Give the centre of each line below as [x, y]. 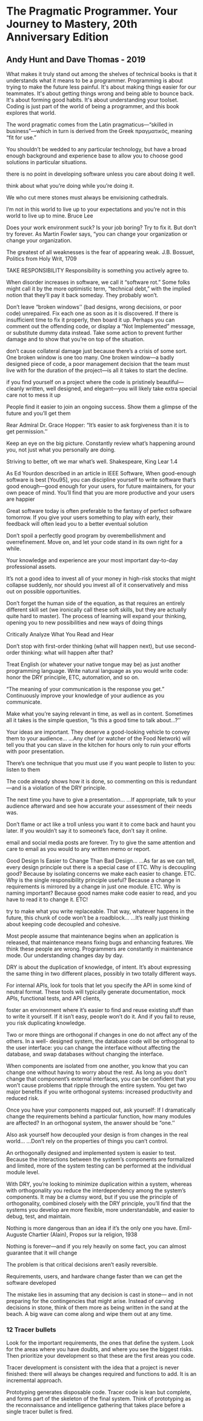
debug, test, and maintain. [39, 1216]
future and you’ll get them [38, 413]
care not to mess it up [33, 395]
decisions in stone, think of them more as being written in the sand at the [97, 1307]
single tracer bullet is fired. [40, 1412]
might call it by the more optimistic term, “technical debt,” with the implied [98, 289]
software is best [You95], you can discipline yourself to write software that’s [101, 480]
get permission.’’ [27, 432]
